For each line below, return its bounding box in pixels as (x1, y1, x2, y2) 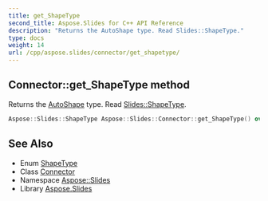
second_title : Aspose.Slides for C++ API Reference (8, 19, 183, 27)
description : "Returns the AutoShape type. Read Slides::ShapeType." (8, 26, 245, 34)
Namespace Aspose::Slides (19, 175, 111, 184)
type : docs (8, 33, 45, 42)
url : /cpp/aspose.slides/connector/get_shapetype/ (8, 49, 180, 57)
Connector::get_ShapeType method (8, 78, 190, 92)
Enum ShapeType (19, 158, 78, 167)
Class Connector (19, 167, 76, 176)
